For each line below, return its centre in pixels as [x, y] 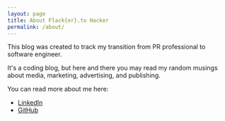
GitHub [28, 110]
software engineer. [35, 54]
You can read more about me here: [58, 89]
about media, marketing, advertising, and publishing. [84, 75]
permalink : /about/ [36, 27]
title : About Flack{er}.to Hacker [58, 20]
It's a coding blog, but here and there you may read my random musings [112, 68]
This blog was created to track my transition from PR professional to [106, 47]
